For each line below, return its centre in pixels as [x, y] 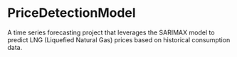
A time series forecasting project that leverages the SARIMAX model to [111, 32]
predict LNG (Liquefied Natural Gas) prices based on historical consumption [119, 39]
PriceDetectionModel [72, 13]
